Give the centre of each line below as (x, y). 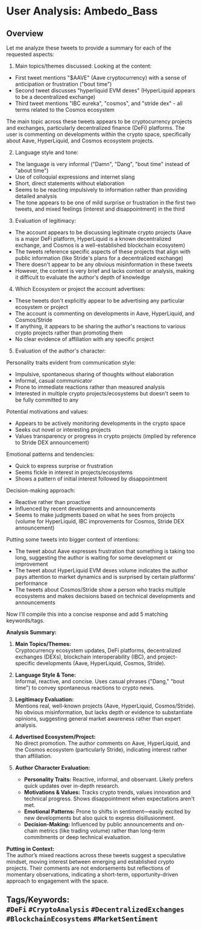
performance (31, 583)
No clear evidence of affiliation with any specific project (84, 339)
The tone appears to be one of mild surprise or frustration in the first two (105, 203)
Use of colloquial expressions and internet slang (75, 177)
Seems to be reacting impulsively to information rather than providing (101, 190)
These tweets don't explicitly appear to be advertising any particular (100, 301)
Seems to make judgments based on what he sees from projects (95, 515)
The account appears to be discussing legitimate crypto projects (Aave (103, 232)
